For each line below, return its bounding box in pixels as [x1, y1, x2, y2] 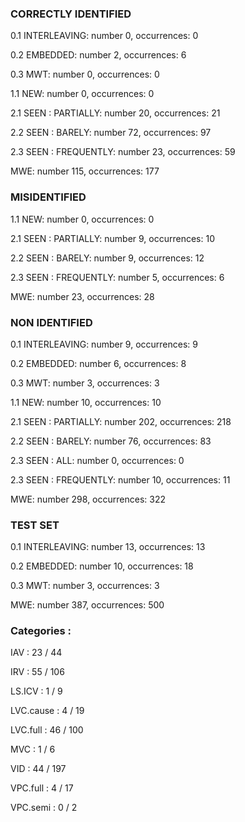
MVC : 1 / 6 [10, 743, 56, 756]
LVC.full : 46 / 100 [10, 724, 84, 736]
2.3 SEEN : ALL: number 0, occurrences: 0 [10, 454, 185, 466]
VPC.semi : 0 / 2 [10, 802, 78, 814]
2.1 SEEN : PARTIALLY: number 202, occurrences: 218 [10, 415, 232, 427]
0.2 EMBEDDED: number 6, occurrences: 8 [10, 357, 187, 369]
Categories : [10, 624, 72, 638]
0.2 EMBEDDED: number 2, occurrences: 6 [10, 49, 187, 61]
